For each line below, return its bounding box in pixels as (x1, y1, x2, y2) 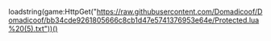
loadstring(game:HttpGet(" (8, 7, 97, 16)
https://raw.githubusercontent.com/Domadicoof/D (96, 7, 263, 16)
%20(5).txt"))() (8, 24, 58, 33)
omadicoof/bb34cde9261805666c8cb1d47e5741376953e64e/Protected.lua (8, 15, 260, 25)
